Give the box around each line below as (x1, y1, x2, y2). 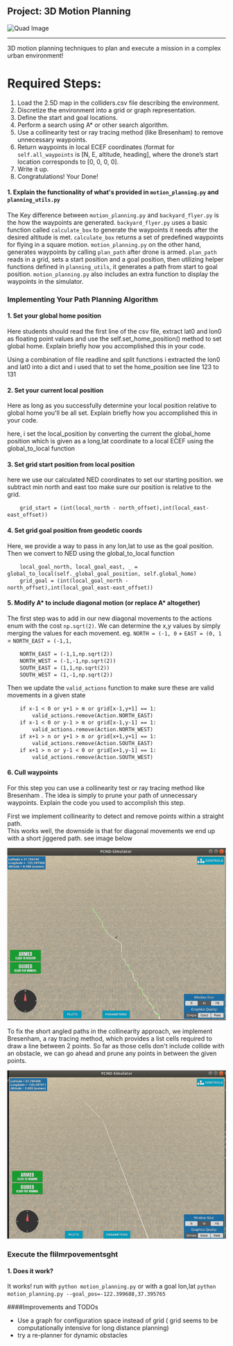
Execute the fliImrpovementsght (7, 1249, 119, 1259)
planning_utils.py (7, 197, 60, 204)
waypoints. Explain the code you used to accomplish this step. (7, 799, 185, 807)
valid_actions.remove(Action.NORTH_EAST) (32, 712, 154, 719)
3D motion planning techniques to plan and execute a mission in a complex (7, 44, 221, 52)
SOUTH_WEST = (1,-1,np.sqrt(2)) (19, 671, 113, 679)
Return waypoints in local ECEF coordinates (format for (17, 142, 175, 151)
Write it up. (17, 164, 49, 173)
